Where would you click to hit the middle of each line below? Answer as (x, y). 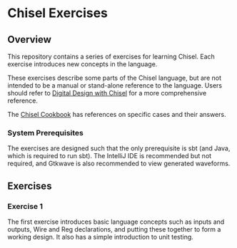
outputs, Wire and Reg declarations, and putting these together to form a (114, 229)
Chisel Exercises (58, 13)
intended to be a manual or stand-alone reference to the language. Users (115, 86)
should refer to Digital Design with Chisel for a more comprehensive (107, 93)
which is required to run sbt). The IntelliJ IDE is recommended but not (110, 156)
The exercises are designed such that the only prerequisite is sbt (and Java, (119, 148)
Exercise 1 (25, 206)
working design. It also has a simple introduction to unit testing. (101, 237)
